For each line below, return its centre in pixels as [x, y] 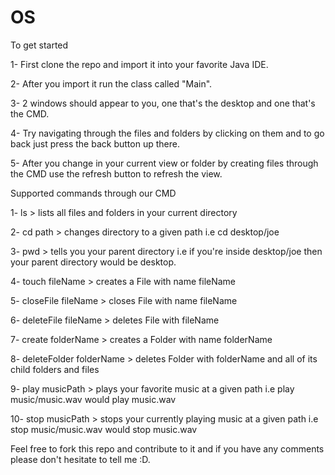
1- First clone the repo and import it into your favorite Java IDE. [139, 64]
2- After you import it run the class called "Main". [111, 83]
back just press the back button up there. [95, 143]
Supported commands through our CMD [93, 193]
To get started [39, 45]
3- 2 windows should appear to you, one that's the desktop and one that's [163, 103]
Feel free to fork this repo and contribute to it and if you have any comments [167, 448]
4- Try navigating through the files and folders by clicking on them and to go [167, 133]
